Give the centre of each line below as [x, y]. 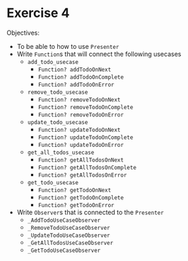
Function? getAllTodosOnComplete [87, 167]
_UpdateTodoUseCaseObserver [69, 235]
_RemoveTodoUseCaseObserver [69, 228]
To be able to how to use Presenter [68, 46]
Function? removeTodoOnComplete [86, 107]
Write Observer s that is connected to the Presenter [90, 212]
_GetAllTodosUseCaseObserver [70, 243]
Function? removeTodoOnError [81, 115]
